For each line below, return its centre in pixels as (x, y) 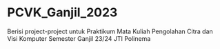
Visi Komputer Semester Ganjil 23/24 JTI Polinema (79, 38)
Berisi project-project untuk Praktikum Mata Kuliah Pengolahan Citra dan (110, 31)
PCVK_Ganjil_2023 (62, 13)
